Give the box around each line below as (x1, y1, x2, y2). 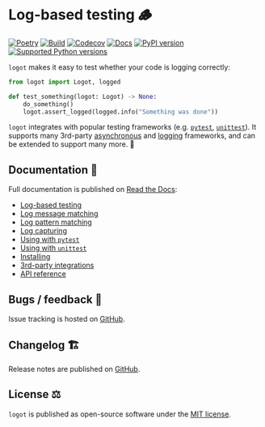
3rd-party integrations (19, 260, 95, 271)
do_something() (23, 100, 74, 109)
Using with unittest (19, 243, 87, 253)
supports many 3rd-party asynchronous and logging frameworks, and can (8, 130, 256, 141)
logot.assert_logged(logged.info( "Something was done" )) (23, 108, 219, 116)
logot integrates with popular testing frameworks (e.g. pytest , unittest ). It (8, 122, 257, 132)
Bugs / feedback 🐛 (8, 292, 103, 306)
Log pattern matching (19, 217, 93, 227)
